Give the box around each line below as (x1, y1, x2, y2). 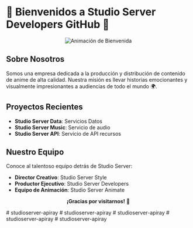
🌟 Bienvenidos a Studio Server (6, 5, 156, 19)
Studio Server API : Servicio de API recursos (14, 130, 122, 137)
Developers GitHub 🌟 (6, 18, 110, 31)
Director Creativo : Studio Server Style (14, 174, 107, 181)
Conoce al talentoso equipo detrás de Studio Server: (6, 163, 133, 170)
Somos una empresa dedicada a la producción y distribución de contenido (6, 70, 185, 77)
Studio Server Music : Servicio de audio (14, 123, 111, 131)
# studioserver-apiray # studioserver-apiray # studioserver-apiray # (6, 209, 170, 216)
